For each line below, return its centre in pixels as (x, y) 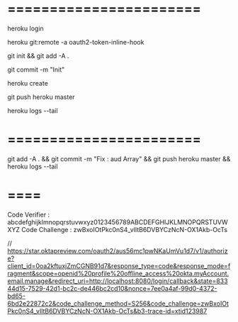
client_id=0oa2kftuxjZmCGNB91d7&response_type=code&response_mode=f (119, 265)
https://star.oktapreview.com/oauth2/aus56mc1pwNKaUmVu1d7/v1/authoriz (118, 251)
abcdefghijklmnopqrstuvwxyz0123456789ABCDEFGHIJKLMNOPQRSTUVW (118, 222)
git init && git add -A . (38, 56)
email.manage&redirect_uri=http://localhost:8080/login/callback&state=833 (118, 281)
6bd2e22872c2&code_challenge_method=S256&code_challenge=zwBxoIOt (118, 303)
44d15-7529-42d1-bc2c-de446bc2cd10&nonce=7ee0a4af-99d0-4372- (112, 288)
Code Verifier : (29, 214)
